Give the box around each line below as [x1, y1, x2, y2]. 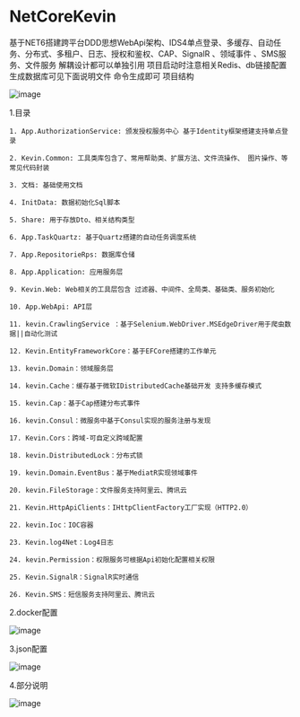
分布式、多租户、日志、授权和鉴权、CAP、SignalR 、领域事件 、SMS [24, 48, 279, 59]
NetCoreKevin [9, 6, 116, 27]
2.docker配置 [9, 607, 58, 617]
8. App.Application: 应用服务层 [9, 267, 124, 276]
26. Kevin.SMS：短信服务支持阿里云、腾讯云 [9, 590, 155, 599]
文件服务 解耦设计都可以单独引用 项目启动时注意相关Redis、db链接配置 [24, 59, 287, 70]
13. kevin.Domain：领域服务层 [9, 363, 114, 373]
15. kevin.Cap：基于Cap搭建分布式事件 [9, 398, 141, 407]
